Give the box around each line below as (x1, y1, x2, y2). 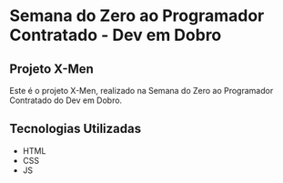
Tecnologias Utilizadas (9, 121, 142, 137)
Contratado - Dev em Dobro (9, 25, 222, 46)
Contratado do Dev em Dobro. (9, 95, 123, 106)
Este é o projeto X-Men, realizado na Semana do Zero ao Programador (9, 86, 274, 96)
